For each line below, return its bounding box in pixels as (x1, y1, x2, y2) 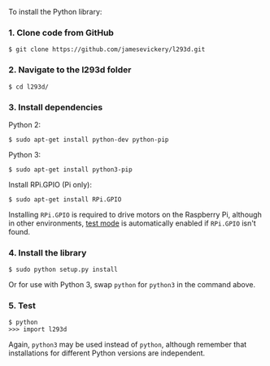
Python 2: (8, 119, 41, 129)
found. (8, 226, 31, 236)
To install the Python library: (8, 7, 102, 16)
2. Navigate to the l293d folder (8, 64, 132, 75)
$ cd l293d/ (8, 83, 49, 91)
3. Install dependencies (8, 101, 103, 113)
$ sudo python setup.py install (8, 265, 118, 274)
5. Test (8, 300, 37, 312)
